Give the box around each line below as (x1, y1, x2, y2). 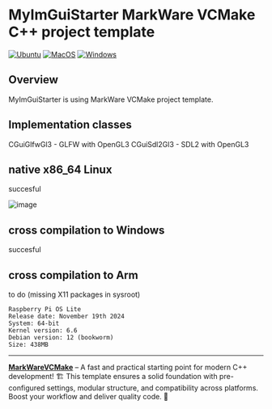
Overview (8, 73, 59, 86)
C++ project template (8, 23, 155, 41)
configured (8, 383, 45, 393)
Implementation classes (8, 118, 132, 132)
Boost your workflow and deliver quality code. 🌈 (8, 392, 168, 401)
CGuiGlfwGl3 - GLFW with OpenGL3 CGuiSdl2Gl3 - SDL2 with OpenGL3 (8, 139, 249, 149)
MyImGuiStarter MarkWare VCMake (8, 6, 256, 24)
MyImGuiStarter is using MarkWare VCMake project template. (8, 95, 214, 104)
